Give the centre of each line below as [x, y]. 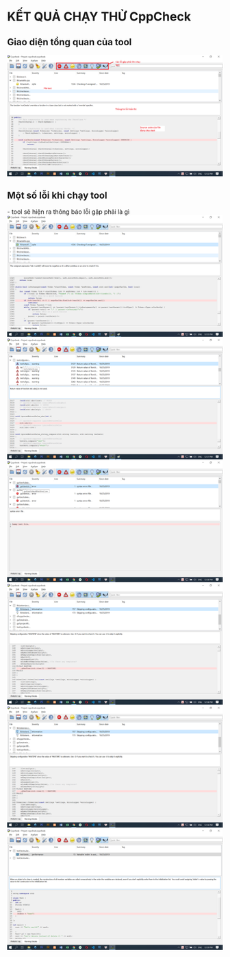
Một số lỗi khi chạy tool [57, 195]
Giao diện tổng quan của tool [69, 42]
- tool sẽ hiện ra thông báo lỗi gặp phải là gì [68, 212]
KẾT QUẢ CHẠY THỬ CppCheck [99, 17]
